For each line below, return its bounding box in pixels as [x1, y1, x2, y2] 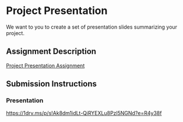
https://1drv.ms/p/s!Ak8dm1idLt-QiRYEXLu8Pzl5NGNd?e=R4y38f [6, 110, 162, 117]
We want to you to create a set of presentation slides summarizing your [6, 23, 178, 30]
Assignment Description [6, 47, 97, 57]
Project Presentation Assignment [6, 62, 85, 69]
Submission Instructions [6, 79, 97, 89]
